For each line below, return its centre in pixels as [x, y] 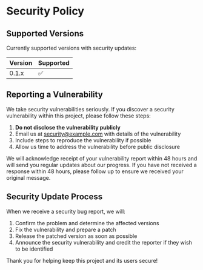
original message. [28, 177]
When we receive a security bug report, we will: [66, 211]
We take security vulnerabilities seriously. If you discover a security [90, 109]
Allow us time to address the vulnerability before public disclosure [98, 147]
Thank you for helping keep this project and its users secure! [82, 260]
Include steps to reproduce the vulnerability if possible [83, 140]
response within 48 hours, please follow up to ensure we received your [95, 171]
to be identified [34, 249]
